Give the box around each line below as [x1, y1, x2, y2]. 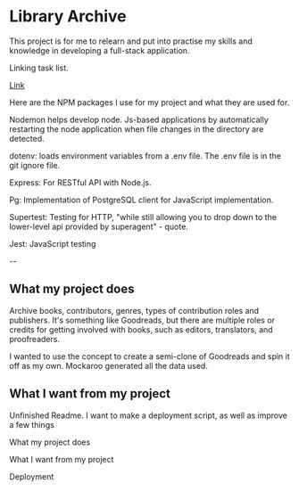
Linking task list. [9, 62, 69, 73]
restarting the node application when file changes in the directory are [9, 123, 264, 135]
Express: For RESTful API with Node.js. [9, 176, 152, 188]
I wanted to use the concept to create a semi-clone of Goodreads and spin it [9, 350, 290, 362]
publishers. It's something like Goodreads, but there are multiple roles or [9, 315, 275, 325]
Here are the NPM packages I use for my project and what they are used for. [9, 96, 290, 108]
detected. [9, 133, 45, 143]
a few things [9, 419, 55, 430]
